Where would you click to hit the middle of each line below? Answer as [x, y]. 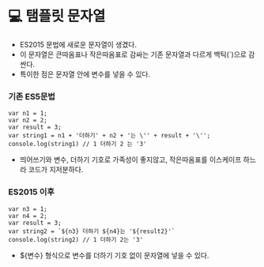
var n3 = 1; [28, 209]
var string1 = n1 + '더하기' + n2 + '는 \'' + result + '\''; [109, 136]
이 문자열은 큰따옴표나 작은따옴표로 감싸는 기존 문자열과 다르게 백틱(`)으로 [133, 54]
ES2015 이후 [32, 192]
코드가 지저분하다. [56, 170]
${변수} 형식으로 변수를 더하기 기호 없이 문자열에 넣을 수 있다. [114, 255]
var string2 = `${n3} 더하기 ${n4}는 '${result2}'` [92, 231]
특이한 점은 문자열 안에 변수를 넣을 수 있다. [85, 74]
